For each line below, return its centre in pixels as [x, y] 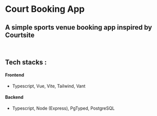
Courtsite [20, 35]
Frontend [15, 75]
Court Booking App [45, 9]
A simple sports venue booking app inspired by [78, 27]
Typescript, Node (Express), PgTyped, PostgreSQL [63, 108]
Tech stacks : [26, 62]
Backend [14, 97]
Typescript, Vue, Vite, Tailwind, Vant [49, 86]
